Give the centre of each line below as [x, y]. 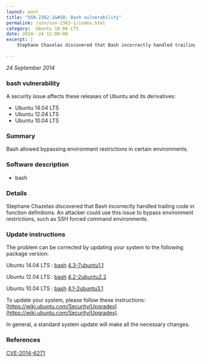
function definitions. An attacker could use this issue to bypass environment [100, 212]
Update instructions [36, 234]
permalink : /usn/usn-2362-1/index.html [56, 23]
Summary [21, 136]
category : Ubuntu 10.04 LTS [42, 28]
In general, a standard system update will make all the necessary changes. [98, 324]
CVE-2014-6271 [26, 353]
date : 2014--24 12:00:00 [37, 34]
